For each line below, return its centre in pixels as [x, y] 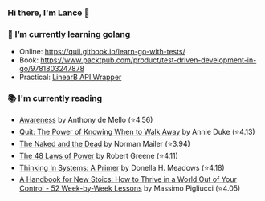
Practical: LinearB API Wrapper [70, 77]
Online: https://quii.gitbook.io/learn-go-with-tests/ [102, 52]
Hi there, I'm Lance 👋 [49, 13]
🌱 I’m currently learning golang [69, 34]
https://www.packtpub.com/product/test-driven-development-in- [149, 60]
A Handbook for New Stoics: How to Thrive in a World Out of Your [128, 179]
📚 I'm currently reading [55, 98]
